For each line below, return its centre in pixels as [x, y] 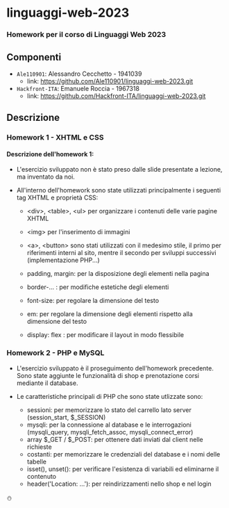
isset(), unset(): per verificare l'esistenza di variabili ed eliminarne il [123, 469]
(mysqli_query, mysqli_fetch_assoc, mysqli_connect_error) [110, 432]
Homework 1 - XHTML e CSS [55, 138]
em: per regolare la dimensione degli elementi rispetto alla [110, 314]
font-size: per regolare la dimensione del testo [93, 301]
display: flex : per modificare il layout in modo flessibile [105, 335]
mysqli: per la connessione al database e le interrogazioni [109, 425]
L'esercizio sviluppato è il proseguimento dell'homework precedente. [115, 368]
